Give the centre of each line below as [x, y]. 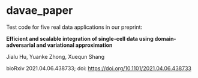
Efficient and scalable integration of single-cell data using [80, 38]
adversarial [21, 45]
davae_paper [40, 10]
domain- [165, 38]
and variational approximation [74, 45]
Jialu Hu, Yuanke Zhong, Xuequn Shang [55, 56]
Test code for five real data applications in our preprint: [74, 27]
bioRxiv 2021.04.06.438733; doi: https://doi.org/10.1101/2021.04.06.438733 [99, 68]
